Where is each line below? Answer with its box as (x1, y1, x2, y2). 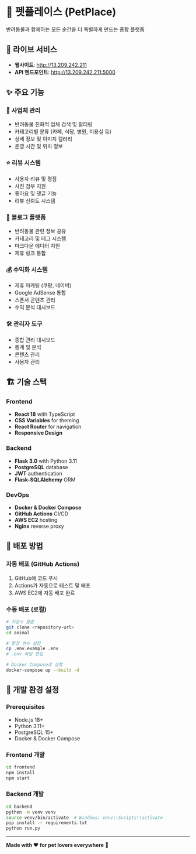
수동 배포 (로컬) (6, 605, 47, 613)
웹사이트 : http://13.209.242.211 (14, 61, 87, 68)
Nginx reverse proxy (14, 522, 64, 530)
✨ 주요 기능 (6, 87, 45, 97)
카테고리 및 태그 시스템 (14, 235, 66, 242)
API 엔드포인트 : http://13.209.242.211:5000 (14, 69, 116, 76)
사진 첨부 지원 (14, 182, 46, 189)
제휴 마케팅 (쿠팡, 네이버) (14, 282, 72, 289)
